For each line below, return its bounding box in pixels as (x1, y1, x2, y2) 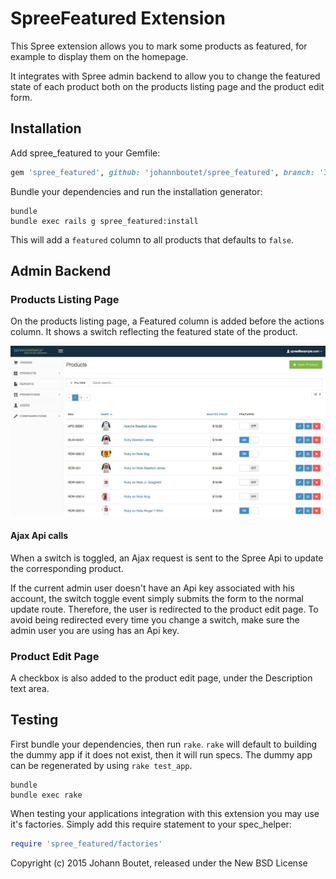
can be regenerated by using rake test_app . (10, 759, 193, 771)
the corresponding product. (10, 562, 124, 574)
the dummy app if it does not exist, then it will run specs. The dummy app (10, 748, 313, 761)
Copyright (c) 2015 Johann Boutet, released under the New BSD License (10, 857, 308, 869)
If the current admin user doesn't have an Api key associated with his (10, 582, 295, 594)
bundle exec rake (10, 790, 83, 800)
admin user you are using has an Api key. (10, 624, 180, 636)
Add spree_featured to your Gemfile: (10, 147, 161, 159)
